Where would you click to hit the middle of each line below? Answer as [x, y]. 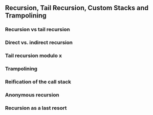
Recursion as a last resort [36, 108]
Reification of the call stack [38, 82]
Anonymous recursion [32, 95]
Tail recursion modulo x [33, 56]
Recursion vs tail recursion [37, 30]
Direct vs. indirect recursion [39, 42]
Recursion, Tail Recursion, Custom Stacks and [77, 8]
